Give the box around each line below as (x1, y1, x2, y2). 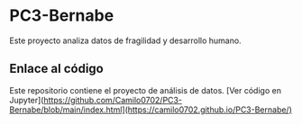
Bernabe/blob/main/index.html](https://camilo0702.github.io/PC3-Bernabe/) (9, 104, 293, 115)
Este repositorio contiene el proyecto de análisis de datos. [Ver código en (9, 84, 282, 95)
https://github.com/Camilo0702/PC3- (43, 94, 183, 105)
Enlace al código (9, 61, 104, 76)
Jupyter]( (9, 94, 44, 105)
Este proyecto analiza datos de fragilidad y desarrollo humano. (9, 35, 242, 46)
